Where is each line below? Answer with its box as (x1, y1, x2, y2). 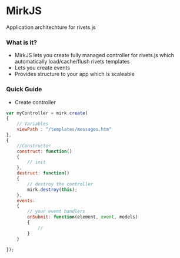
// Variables (16, 121, 49, 127)
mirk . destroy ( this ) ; (27, 187, 78, 193)
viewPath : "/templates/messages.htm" (16, 127, 112, 133)
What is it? (6, 38, 37, 47)
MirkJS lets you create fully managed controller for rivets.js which (14, 52, 175, 59)
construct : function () (16, 148, 72, 154)
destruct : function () (16, 170, 69, 176)
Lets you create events (14, 64, 71, 71)
